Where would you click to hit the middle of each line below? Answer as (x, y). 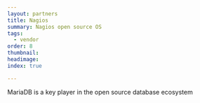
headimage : (23, 60)
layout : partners (33, 14)
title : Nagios (28, 20)
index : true (25, 66)
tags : (15, 33)
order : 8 (20, 46)
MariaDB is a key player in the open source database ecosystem (100, 92)
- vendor (26, 40)
